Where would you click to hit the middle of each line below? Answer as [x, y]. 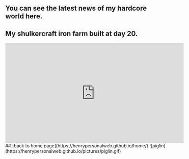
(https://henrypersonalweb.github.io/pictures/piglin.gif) [63, 151]
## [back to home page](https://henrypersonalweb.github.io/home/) [77, 146]
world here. [24, 17]
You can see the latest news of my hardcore [76, 8]
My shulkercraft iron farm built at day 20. [72, 33]
